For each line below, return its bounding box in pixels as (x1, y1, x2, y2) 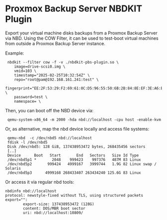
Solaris (5, 166, 21, 171)
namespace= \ (14, 99, 41, 104)
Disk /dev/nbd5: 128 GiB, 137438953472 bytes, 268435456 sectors (7, 144, 146, 149)
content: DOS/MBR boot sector (23, 206, 85, 211)
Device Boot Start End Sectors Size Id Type (7, 152, 139, 158)
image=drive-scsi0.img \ (14, 64, 66, 69)
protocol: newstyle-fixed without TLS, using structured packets (5, 193, 143, 198)
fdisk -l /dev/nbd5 (7, 140, 48, 145)
